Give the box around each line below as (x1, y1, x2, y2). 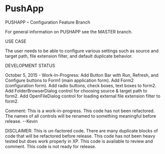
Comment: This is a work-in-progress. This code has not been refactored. (5, 108, 155, 114)
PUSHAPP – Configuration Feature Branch (5, 19, 90, 25)
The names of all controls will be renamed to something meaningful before (5, 113, 157, 119)
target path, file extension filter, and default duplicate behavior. (5, 53, 133, 59)
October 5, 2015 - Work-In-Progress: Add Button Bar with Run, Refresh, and (5, 72, 159, 78)
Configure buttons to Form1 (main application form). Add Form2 (5, 77, 134, 83)
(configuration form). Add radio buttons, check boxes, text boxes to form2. (5, 82, 157, 89)
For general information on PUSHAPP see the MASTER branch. (5, 29, 133, 34)
